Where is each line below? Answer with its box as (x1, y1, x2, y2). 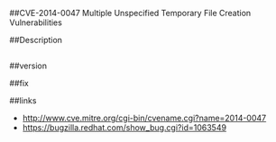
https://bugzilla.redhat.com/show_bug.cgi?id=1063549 (22, 122, 227, 133)
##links (9, 95, 37, 106)
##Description (9, 35, 63, 45)
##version (9, 60, 48, 71)
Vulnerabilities (9, 17, 63, 28)
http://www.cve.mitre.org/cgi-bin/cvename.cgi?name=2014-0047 (22, 112, 267, 124)
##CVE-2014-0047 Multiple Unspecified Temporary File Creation (9, 8, 252, 18)
